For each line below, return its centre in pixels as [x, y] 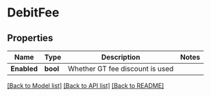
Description [121, 57]
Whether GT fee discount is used [121, 69]
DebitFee [33, 13]
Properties [30, 38]
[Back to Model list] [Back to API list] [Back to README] [86, 86]
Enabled [24, 69]
